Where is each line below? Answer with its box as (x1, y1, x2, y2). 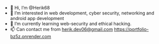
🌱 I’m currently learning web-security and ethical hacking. (10, 20, 132, 26)
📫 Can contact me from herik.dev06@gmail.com (10, 26, 113, 32)
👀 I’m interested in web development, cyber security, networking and (10, 10, 154, 16)
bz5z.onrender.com (10, 33, 51, 39)
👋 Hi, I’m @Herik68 (10, 5, 50, 10)
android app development (10, 15, 65, 21)
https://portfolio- (114, 26, 149, 32)
